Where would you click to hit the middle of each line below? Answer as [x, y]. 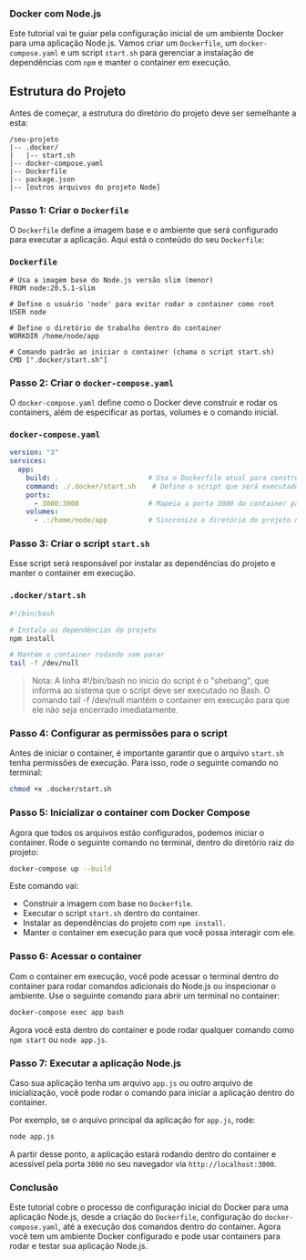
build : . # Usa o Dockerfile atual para [146, 478]
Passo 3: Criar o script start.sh [80, 543]
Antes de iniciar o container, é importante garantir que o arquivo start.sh [147, 753]
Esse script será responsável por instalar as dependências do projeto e [143, 563]
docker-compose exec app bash [67, 1012]
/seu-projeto [34, 139]
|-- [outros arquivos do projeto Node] [85, 188]
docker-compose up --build [61, 869]
